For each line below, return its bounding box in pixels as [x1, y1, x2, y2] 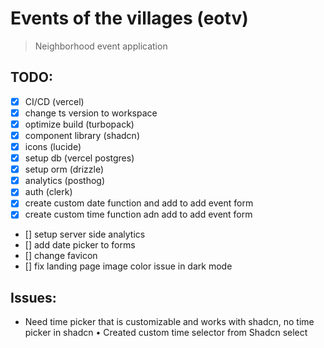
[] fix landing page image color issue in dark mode [24, 260, 233, 272]
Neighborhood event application [34, 40, 168, 52]
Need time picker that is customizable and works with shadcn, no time [24, 316, 315, 328]
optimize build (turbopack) [24, 118, 135, 130]
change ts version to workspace [24, 107, 158, 119]
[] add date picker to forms [24, 239, 136, 251]
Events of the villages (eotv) [10, 7, 249, 30]
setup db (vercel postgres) [24, 152, 135, 164]
